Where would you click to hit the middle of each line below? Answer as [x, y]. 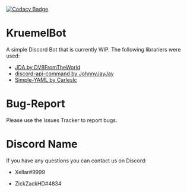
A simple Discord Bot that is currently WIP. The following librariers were [93, 49]
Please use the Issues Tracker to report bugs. [62, 120]
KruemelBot [36, 33]
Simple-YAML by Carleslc [46, 79]
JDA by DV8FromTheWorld [47, 67]
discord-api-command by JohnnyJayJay [64, 73]
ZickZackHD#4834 [38, 183]
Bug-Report [36, 104]
